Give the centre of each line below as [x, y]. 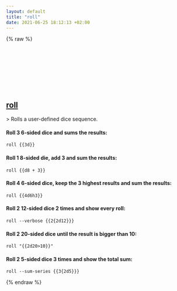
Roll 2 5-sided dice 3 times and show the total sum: [69, 259]
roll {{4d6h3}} [25, 196]
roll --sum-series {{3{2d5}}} [43, 272]
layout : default [26, 11]
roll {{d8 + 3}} [26, 170]
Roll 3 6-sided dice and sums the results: [57, 132]
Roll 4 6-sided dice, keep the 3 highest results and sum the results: [89, 183]
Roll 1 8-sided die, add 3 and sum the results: [62, 158]
